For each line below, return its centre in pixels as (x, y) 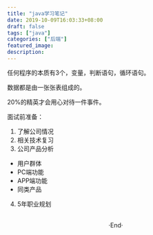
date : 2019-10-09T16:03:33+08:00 (55, 20)
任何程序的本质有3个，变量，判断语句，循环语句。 (79, 73)
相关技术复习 (35, 140)
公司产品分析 (35, 149)
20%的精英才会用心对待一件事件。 (56, 102)
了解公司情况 (35, 131)
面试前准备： (25, 116)
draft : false (26, 26)
